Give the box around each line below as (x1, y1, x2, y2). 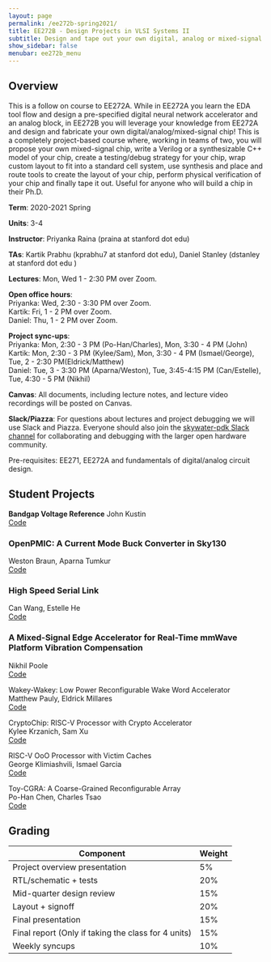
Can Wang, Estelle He (8, 604, 81, 613)
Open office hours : (8, 289, 73, 299)
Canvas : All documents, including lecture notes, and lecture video (8, 389, 229, 399)
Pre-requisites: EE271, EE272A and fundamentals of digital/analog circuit (8, 455, 251, 465)
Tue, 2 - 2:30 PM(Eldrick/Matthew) (8, 357, 125, 367)
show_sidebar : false (8, 42, 78, 50)
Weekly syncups (12, 940, 75, 951)
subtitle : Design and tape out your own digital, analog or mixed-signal (8, 34, 263, 43)
